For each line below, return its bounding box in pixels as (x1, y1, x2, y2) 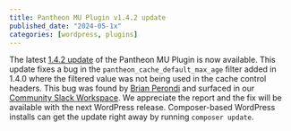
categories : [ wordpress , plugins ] (9, 30, 139, 39)
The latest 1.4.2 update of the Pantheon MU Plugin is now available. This (9, 55, 276, 65)
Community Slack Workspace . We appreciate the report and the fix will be (9, 92, 282, 103)
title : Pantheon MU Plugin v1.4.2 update (9, 13, 167, 22)
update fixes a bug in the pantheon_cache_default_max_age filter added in (9, 64, 277, 74)
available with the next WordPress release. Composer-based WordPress (9, 102, 276, 113)
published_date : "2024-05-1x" (9, 22, 123, 31)
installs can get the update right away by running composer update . (9, 111, 254, 122)
